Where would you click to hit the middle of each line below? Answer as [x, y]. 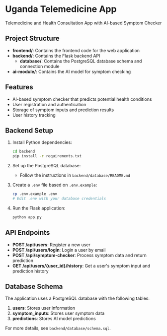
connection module [40, 66]
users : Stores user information [44, 308]
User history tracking [34, 115]
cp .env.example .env [35, 194]
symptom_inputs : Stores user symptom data [58, 313]
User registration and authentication [49, 104]
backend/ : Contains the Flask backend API [56, 56]
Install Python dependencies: [42, 142]
